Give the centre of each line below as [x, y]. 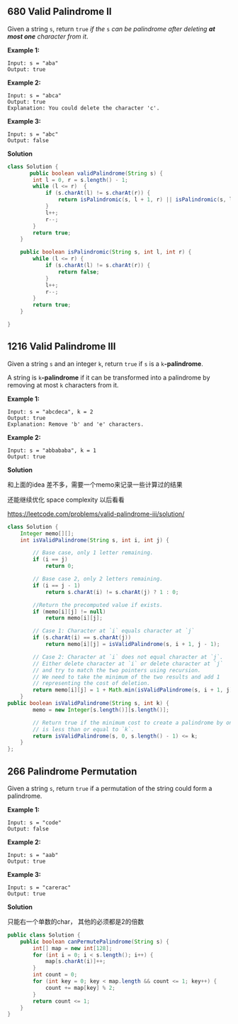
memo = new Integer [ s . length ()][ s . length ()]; [101, 710]
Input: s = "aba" [33, 63]
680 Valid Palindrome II [59, 12]
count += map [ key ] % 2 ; [80, 988]
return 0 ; [59, 566]
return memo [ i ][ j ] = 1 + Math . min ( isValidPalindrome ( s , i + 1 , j [131, 690]
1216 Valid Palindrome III [62, 346]
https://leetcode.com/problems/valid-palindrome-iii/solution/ [96, 514]
